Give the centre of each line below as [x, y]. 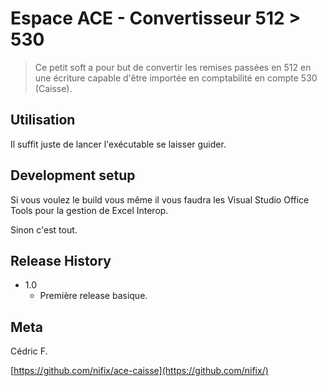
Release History [61, 260]
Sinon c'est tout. [44, 229]
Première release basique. [93, 296]
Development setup [73, 175]
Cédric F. [29, 351]
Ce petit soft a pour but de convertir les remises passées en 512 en [173, 67]
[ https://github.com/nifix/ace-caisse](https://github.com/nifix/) [139, 371]
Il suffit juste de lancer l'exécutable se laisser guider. [118, 144]
